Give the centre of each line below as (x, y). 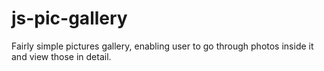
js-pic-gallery (69, 18)
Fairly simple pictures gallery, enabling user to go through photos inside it (162, 46)
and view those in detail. (61, 56)
